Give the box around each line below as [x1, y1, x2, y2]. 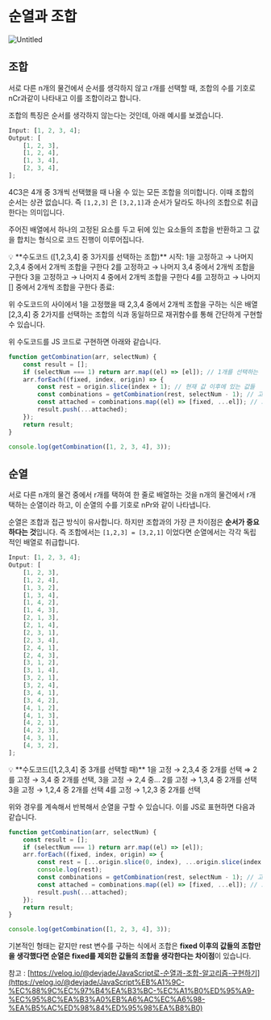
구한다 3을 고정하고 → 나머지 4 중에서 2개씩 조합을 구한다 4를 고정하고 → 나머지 [8, 272, 261, 281]
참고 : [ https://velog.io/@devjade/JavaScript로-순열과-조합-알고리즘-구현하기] [8, 968, 261, 978]
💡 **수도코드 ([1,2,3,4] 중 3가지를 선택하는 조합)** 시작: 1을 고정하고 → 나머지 [8, 251, 254, 261]
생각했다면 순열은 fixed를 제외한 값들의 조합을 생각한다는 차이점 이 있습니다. [16, 951, 252, 961]
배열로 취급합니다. [23, 537, 80, 547]
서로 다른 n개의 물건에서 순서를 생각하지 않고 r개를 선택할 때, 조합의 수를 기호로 [8, 82, 256, 93]
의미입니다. [29, 207, 65, 217]
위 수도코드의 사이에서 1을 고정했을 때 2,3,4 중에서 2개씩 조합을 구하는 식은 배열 [8, 299, 258, 309]
